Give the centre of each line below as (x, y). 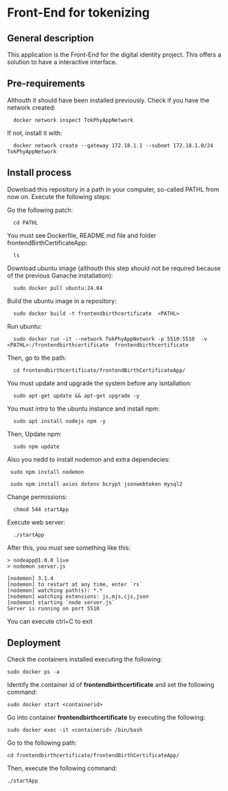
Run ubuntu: (24, 326)
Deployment (34, 643)
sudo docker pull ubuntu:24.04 (58, 288)
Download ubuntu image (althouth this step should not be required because (114, 268)
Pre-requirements (46, 84)
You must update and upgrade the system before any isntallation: (100, 383)
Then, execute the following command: (62, 768)
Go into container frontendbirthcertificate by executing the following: (106, 717)
